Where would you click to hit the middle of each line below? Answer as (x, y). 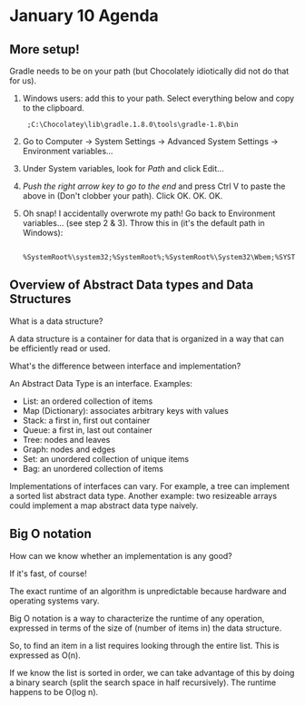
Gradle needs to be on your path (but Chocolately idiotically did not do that (149, 71)
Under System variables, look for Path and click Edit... (123, 168)
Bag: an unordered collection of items (93, 468)
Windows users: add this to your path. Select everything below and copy (158, 98)
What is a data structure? (56, 321)
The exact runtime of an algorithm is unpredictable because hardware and (148, 591)
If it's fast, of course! (49, 574)
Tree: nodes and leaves (66, 439)
